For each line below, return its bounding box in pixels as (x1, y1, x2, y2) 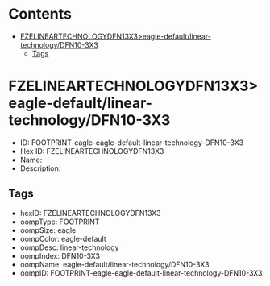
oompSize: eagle (19, 225, 77, 234)
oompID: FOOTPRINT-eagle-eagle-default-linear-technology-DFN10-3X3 (19, 267, 263, 278)
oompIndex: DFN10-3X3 (19, 251, 101, 260)
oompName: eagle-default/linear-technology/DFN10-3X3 (19, 259, 210, 269)
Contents (8, 5, 73, 23)
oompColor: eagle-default (19, 234, 106, 243)
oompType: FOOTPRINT (19, 217, 100, 226)
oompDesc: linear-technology (19, 242, 119, 252)
